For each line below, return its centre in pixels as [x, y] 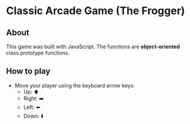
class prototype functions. [38, 53]
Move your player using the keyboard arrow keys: [75, 85]
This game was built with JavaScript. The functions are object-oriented [93, 46]
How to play [28, 71]
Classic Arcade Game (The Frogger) [96, 11]
